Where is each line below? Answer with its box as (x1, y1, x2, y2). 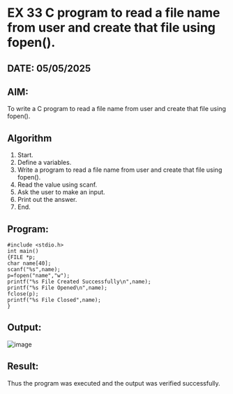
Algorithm (7, 132, 52, 144)
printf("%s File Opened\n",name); (7, 284, 108, 291)
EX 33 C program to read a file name (7, 5, 220, 21)
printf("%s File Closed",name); (7, 297, 101, 304)
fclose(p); (7, 291, 39, 298)
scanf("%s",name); (7, 266, 61, 273)
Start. (17, 151, 33, 159)
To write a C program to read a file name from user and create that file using (7, 105, 227, 113)
